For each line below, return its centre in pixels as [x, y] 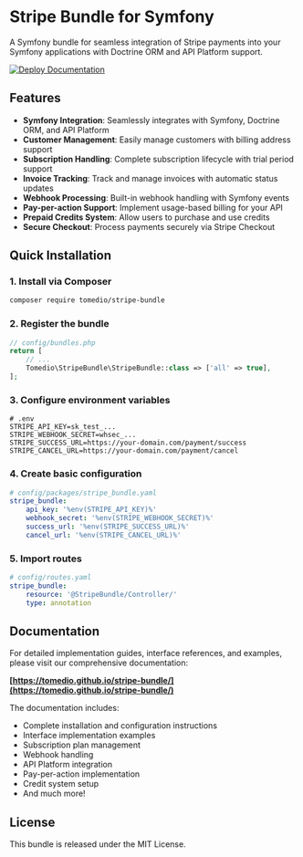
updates [38, 188]
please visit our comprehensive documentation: [99, 663]
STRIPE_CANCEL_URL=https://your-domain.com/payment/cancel [124, 451]
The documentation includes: [64, 708]
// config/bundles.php [52, 343]
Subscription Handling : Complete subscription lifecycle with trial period [158, 159]
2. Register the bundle [59, 324]
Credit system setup [61, 784]
